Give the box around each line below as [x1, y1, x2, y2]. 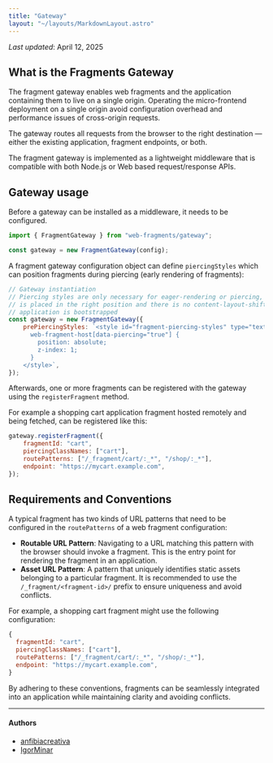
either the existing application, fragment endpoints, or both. [8, 138, 208, 147]
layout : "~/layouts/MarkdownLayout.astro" [8, 20, 154, 28]
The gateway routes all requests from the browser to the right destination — [8, 129, 262, 138]
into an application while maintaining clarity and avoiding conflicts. [8, 691, 232, 701]
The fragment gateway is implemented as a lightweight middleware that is [8, 153, 256, 163]
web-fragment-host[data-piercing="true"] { [29, 331, 180, 339]
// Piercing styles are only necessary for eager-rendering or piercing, [8, 292, 264, 301]
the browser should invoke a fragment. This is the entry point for [19, 547, 236, 557]
